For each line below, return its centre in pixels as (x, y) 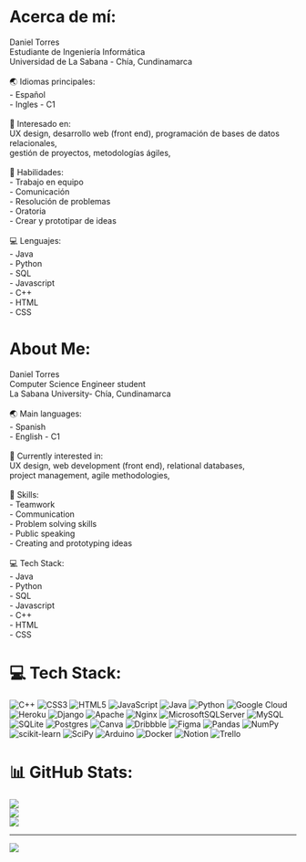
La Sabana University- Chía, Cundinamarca (90, 394)
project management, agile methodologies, (90, 475)
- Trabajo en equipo (46, 182)
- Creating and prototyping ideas (71, 543)
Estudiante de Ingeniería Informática (77, 51)
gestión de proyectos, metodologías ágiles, (90, 152)
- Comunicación (40, 191)
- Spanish (28, 426)
